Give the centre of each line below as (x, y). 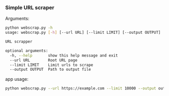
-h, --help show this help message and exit (64, 55)
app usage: (17, 79)
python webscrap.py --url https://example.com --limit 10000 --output (81, 88)
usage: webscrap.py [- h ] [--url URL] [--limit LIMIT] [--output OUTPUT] (83, 33)
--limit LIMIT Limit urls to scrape (52, 65)
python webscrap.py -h (29, 28)
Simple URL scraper (30, 8)
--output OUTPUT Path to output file (51, 70)
